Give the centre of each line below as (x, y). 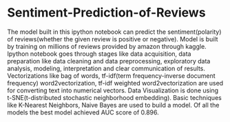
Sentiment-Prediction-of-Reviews (106, 13)
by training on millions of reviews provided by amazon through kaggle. (107, 46)
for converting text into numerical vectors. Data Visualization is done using (113, 90)
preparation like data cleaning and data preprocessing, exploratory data (109, 61)
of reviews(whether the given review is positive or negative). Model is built (113, 39)
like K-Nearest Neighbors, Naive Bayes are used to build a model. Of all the (113, 105)
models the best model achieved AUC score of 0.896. (83, 112)
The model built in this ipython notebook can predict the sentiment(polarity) (114, 32)
